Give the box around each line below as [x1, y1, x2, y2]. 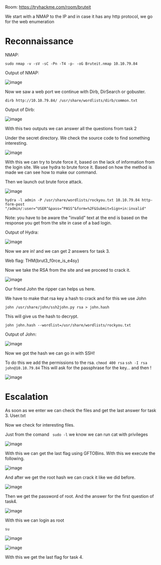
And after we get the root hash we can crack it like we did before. [5, 474, 136, 480]
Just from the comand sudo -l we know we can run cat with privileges [5, 431, 148, 437]
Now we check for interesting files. [5, 422, 75, 428]
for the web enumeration [5, 19, 55, 24]
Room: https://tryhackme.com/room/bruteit [5, 4, 91, 10]
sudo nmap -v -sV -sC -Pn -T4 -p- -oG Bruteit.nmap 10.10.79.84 [5, 61, 138, 66]
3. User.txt [5, 413, 26, 418]
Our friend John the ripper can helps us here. [5, 286, 96, 292]
